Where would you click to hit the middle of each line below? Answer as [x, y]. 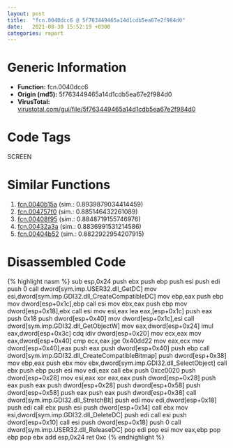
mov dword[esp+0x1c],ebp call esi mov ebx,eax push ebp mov [97, 304]
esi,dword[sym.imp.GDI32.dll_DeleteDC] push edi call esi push [97, 415]
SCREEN [20, 157]
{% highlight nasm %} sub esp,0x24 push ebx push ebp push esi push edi [114, 281]
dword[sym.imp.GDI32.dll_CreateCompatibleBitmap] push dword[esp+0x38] [117, 356]
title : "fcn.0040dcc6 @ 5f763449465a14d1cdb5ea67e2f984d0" [97, 20]
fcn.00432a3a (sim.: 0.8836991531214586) [79, 227]
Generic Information [67, 68]
